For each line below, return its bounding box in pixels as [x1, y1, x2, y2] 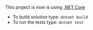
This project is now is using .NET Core [5, 4, 85, 10]
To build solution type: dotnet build [12, 14, 88, 19]
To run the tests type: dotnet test [12, 19, 84, 25]
